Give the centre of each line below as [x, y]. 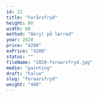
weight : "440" [24, 85]
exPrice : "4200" [26, 51]
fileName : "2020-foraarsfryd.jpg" [50, 62]
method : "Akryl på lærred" [40, 34]
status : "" [20, 57]
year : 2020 [20, 40]
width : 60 [19, 29]
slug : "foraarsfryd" [32, 79]
